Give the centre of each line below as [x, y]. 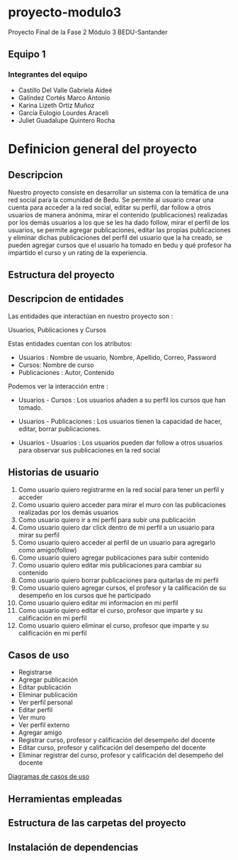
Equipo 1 [27, 54]
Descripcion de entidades [66, 299]
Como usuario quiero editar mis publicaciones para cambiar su [110, 565]
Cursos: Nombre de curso [56, 365]
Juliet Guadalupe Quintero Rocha [67, 120]
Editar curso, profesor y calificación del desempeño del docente [112, 748]
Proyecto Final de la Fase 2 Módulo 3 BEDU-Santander [88, 32]
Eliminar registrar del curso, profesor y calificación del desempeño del [121, 755]
